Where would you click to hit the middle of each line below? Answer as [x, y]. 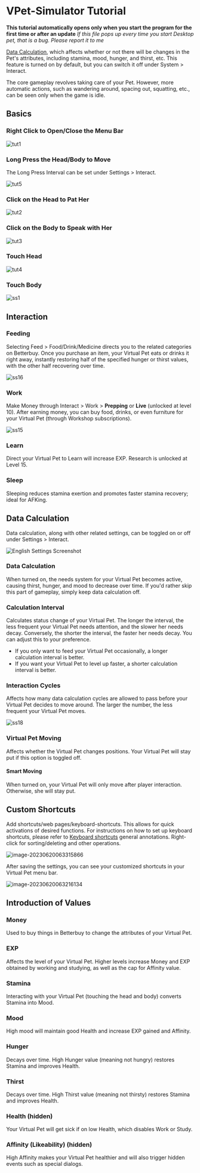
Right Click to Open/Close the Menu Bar [65, 131]
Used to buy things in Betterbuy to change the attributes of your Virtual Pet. [99, 933]
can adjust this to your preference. [49, 640]
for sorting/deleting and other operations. [70, 843]
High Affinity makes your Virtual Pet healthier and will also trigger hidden [96, 1157]
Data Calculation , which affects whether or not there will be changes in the [98, 51]
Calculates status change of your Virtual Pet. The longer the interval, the [95, 621]
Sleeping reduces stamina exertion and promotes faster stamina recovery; [97, 493]
